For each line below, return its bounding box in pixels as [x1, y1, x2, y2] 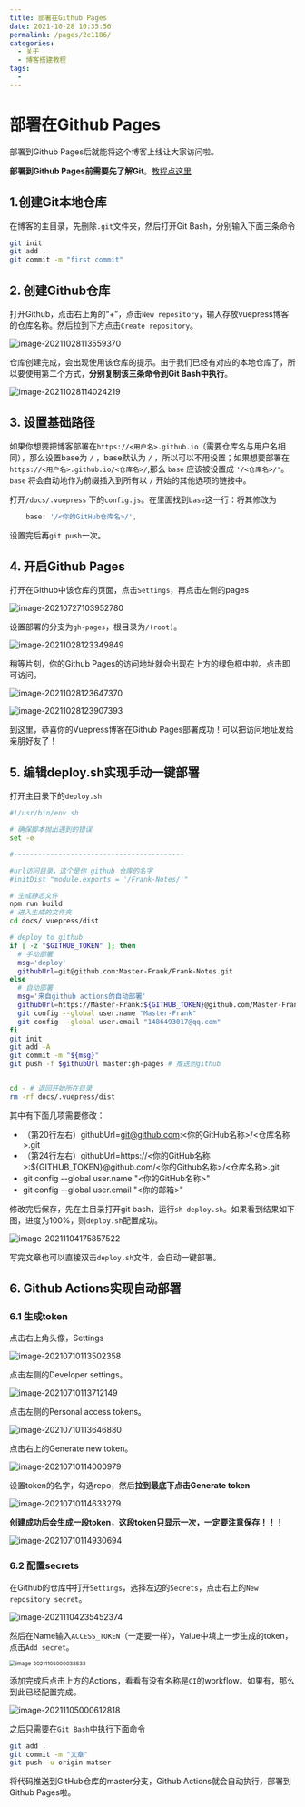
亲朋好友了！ [9, 736, 57, 746]
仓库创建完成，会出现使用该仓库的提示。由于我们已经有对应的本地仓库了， [9, 356, 288, 368]
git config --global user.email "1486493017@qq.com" [17, 1017, 221, 1026]
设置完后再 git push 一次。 [9, 529, 106, 540]
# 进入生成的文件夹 [9, 908, 73, 917]
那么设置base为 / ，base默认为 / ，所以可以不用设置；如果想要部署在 [28, 451, 290, 463]
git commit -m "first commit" [9, 255, 124, 264]
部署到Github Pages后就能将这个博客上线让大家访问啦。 [9, 146, 220, 157]
